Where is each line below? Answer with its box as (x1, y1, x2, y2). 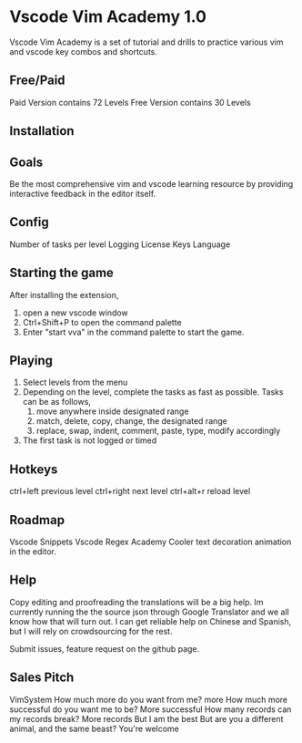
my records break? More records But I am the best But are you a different (9, 713, 284, 724)
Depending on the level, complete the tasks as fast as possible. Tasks (22, 387, 284, 397)
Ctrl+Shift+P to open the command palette (22, 316, 182, 327)
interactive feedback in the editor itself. (9, 188, 156, 199)
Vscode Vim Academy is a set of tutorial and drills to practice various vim (9, 36, 284, 47)
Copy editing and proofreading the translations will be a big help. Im (9, 596, 264, 607)
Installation (9, 123, 75, 139)
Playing (9, 353, 53, 368)
